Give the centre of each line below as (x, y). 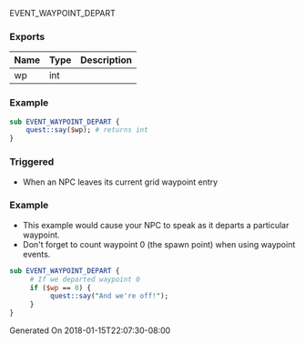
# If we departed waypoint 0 (85, 279)
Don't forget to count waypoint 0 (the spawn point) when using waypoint (159, 244)
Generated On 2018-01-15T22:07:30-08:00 (90, 330)
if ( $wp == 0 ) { (61, 288)
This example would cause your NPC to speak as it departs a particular (156, 225)
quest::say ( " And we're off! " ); (109, 296)
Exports (27, 36)
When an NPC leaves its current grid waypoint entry (120, 182)
